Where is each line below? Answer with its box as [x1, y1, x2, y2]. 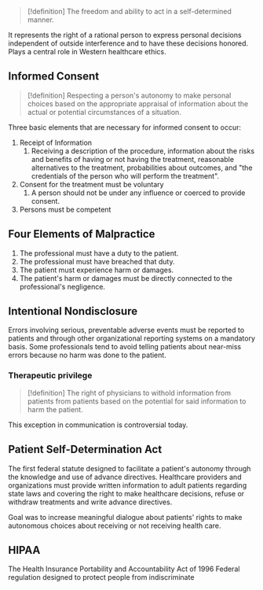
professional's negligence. [19, 282, 106, 291]
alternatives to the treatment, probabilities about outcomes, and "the [31, 163, 253, 172]
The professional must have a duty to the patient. [19, 248, 179, 258]
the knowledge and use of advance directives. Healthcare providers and [8, 472, 242, 481]
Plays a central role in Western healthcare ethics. [8, 47, 166, 56]
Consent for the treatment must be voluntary [19, 179, 164, 189]
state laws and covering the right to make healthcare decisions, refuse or [8, 489, 245, 498]
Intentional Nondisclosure [8, 304, 138, 318]
